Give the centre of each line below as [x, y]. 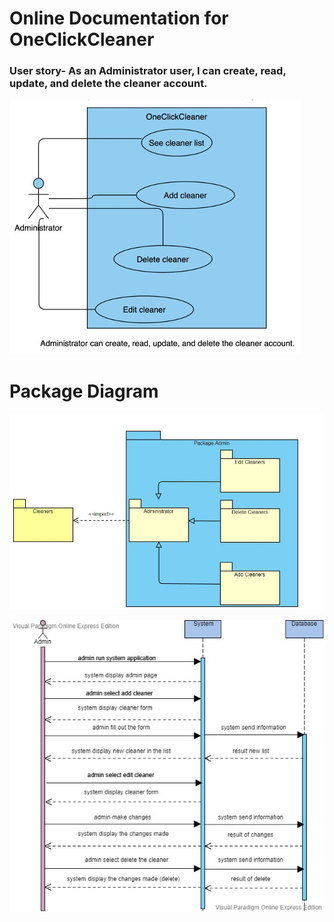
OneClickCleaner [82, 39]
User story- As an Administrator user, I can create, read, [148, 71]
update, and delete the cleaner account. [108, 84]
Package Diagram [84, 391]
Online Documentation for [119, 18]
